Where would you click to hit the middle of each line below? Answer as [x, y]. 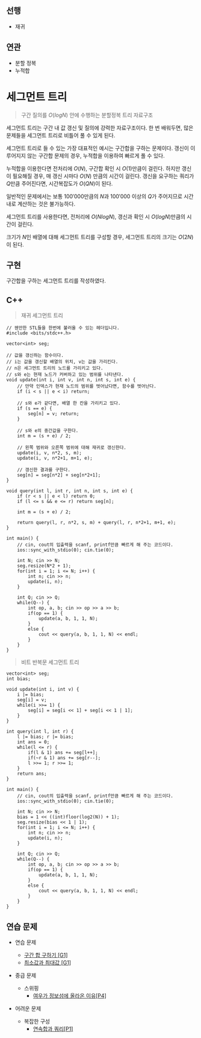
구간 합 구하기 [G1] [46, 955]
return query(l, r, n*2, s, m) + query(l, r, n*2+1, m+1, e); [97, 523]
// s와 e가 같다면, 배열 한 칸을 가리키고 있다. [69, 403]
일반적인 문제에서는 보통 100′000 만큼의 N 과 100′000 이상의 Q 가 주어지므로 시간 [100, 196]
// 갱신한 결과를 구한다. [44, 470]
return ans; [32, 774]
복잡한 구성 [37, 1021]
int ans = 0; [33, 742]
